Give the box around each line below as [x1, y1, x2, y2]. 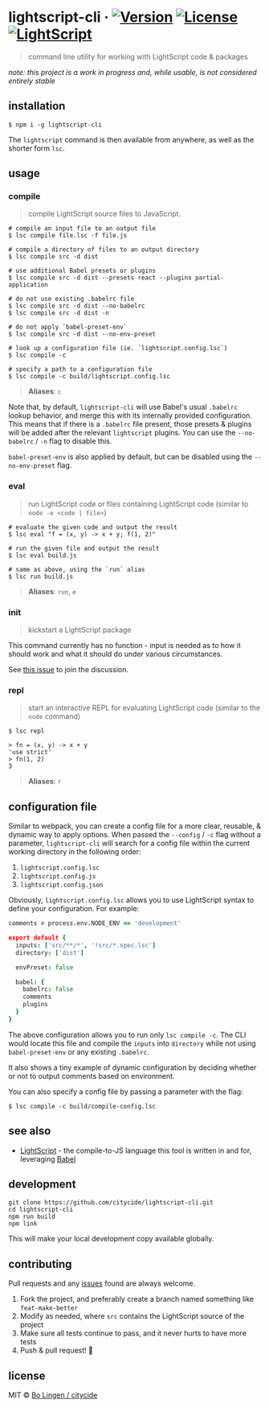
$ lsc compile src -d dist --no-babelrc [8, 302, 146, 310]
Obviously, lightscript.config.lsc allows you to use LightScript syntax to [8, 895, 255, 905]
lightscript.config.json [19, 882, 104, 890]
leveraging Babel [19, 1154, 76, 1163]
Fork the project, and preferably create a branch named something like [19, 1294, 255, 1304]
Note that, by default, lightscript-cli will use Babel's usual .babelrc [8, 403, 238, 412]
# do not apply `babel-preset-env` [8, 323, 128, 332]
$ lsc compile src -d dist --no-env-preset [8, 330, 157, 338]
